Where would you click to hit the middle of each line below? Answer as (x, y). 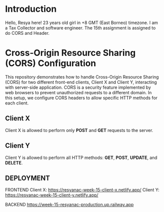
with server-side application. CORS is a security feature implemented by (78, 87)
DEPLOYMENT (27, 178)
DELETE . (14, 162)
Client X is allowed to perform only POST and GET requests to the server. (79, 130)
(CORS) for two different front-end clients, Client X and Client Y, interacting (81, 82)
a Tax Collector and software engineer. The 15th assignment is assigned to (81, 27)
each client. (17, 103)
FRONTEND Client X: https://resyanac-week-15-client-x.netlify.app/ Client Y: (82, 190)
